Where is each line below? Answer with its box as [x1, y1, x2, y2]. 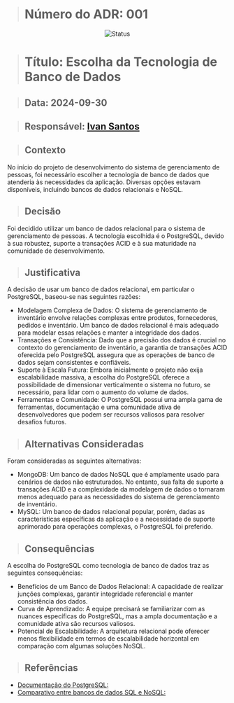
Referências [24, 662, 78, 674]
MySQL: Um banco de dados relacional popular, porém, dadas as [17, 508, 205, 516]
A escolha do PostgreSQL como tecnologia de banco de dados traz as [7, 561, 210, 569]
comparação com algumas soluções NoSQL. [17, 641, 146, 650]
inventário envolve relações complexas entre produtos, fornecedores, [17, 314, 218, 322]
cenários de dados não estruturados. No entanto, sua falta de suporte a [17, 478, 224, 486]
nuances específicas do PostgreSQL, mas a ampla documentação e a [17, 612, 218, 620]
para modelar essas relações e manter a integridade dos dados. [17, 328, 201, 337]
